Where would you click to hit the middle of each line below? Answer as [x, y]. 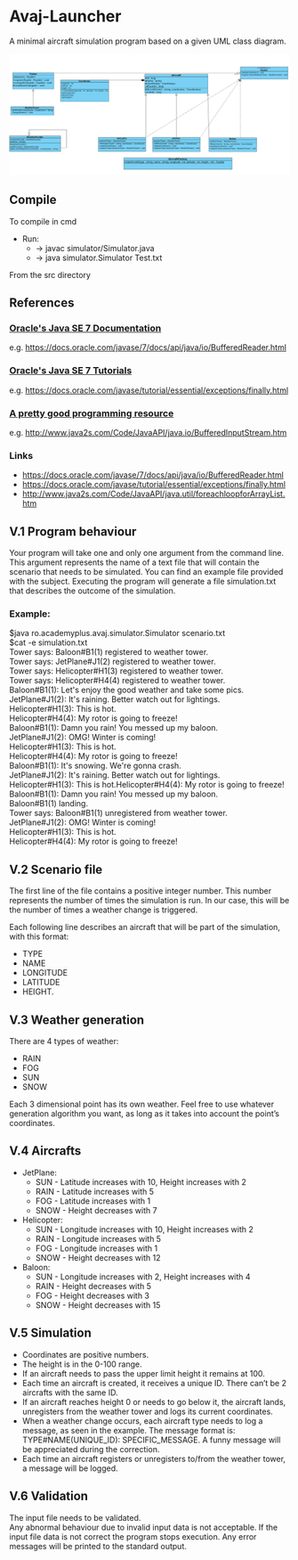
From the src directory [50, 274]
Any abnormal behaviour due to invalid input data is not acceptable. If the [144, 1527]
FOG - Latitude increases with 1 [93, 1201]
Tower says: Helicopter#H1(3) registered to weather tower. [117, 671]
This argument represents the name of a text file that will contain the [134, 562]
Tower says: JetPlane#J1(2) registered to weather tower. [113, 662]
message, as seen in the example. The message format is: [129, 1430]
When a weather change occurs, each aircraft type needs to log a [142, 1421]
